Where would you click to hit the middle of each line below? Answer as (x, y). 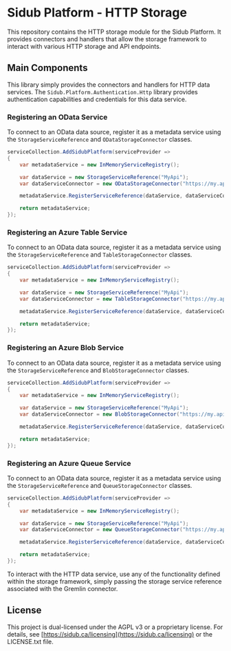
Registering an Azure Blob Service (66, 348)
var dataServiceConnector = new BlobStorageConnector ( (100, 414)
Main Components (47, 68)
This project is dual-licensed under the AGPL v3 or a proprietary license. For (115, 627)
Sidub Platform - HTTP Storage (97, 13)
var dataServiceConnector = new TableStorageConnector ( (101, 299)
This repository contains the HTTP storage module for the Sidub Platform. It (114, 32)
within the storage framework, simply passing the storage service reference (114, 581)
